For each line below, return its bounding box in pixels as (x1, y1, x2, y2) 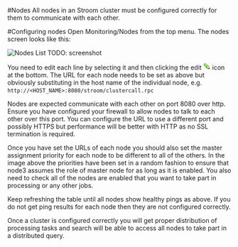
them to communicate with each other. (7, 13, 121, 22)
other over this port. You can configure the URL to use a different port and (7, 115, 224, 123)
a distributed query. (7, 231, 65, 240)
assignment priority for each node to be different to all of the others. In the (7, 151, 225, 159)
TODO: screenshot (47, 49, 102, 57)
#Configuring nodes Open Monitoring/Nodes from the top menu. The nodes (7, 28, 229, 35)
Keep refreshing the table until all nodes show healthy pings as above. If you (7, 195, 231, 203)
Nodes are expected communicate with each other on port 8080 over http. (7, 99, 226, 108)
